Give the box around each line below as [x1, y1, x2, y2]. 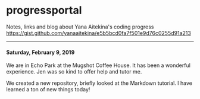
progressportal [6, 4, 82, 17]
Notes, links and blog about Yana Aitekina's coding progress [6, 23, 154, 30]
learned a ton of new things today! [6, 86, 90, 93]
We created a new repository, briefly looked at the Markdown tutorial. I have [6, 79, 192, 87]
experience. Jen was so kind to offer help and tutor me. [6, 68, 142, 75]
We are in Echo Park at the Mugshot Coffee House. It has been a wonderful [6, 62, 190, 69]
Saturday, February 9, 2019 [6, 49, 75, 56]
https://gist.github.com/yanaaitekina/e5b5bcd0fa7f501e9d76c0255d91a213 [6, 29, 192, 36]
